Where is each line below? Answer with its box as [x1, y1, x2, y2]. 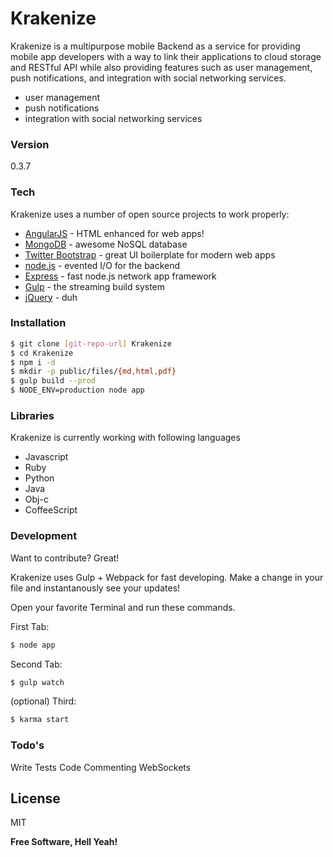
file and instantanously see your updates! [10, 582, 181, 594]
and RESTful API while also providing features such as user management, [10, 61, 313, 73]
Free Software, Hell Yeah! [10, 836, 118, 848]
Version [10, 137, 50, 151]
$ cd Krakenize [10, 348, 74, 358]
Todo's [10, 738, 45, 752]
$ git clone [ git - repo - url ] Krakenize [10, 338, 172, 349]
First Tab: [10, 620, 50, 632]
